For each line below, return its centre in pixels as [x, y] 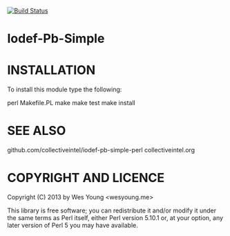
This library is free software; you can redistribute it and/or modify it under [112, 210]
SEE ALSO [37, 131]
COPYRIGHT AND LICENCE [86, 178]
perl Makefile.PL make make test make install [71, 103]
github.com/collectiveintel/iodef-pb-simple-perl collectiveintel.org [101, 150]
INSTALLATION [51, 70]
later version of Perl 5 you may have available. [73, 225]
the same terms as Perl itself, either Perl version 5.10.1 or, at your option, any [115, 218]
